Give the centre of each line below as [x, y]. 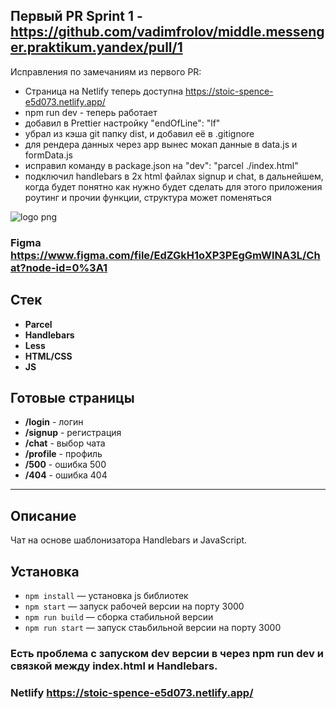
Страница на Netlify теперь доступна [103, 91]
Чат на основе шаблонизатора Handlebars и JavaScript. [129, 540]
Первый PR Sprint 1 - [76, 16]
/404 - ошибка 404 [66, 475]
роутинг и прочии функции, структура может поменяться [148, 197]
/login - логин [54, 422]
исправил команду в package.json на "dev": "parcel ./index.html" [161, 165]
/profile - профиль [63, 454]
